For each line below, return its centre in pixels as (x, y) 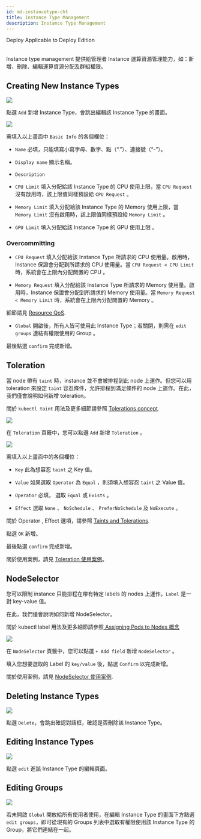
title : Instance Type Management (48, 17)
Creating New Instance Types (63, 86)
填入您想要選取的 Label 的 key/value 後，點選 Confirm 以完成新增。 (89, 664)
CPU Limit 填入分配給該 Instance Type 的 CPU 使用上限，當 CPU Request (103, 187)
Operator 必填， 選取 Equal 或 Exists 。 (63, 495)
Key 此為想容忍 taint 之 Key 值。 (55, 470)
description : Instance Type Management (56, 23)
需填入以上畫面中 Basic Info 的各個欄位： (58, 137)
